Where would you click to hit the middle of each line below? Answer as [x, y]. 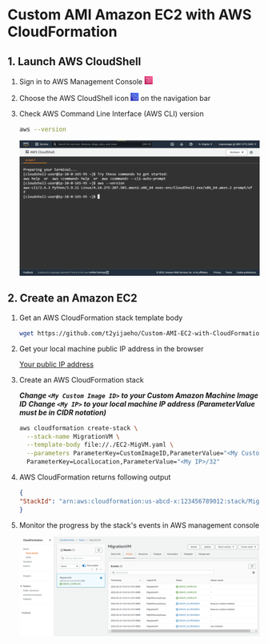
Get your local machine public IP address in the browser [111, 348]
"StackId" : [37, 501]
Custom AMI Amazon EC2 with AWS [130, 15]
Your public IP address [56, 364]
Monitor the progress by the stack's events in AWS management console [139, 525]
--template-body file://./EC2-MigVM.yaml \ [100, 445]
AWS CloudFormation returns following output [95, 477]
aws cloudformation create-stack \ [78, 428]
